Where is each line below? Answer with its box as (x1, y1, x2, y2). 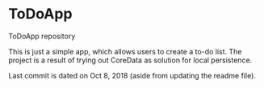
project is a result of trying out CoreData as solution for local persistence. (8, 55, 253, 65)
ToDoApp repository (8, 31, 76, 41)
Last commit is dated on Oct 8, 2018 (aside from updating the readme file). (8, 70, 257, 80)
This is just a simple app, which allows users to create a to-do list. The (8, 46, 242, 56)
